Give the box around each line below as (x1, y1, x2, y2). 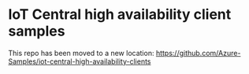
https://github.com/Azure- (155, 48, 241, 57)
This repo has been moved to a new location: (8, 48, 154, 57)
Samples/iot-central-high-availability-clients (8, 57, 151, 66)
